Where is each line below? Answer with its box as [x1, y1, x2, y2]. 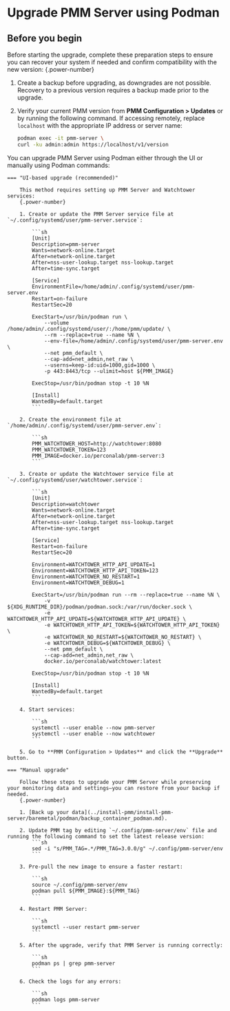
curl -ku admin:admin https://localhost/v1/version [17, 141, 169, 148]
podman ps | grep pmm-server [32, 960, 116, 967]
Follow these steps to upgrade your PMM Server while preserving [19, 778, 211, 785]
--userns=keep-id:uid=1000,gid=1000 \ [43, 361, 156, 369]
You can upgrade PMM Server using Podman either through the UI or [7, 153, 203, 162]
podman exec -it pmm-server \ [17, 135, 105, 142]
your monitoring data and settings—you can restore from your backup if [7, 784, 220, 791]
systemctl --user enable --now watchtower [32, 730, 156, 737]
